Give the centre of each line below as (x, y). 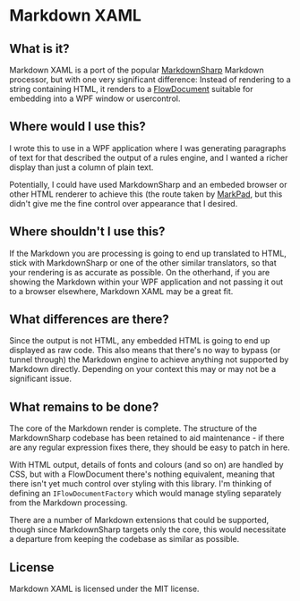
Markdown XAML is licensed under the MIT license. (104, 589)
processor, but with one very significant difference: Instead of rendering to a (150, 80)
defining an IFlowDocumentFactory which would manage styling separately (146, 494)
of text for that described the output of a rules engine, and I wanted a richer (149, 157)
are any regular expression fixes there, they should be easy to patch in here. (150, 447)
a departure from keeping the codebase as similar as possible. (124, 539)
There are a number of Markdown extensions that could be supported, (139, 521)
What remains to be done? (84, 406)
